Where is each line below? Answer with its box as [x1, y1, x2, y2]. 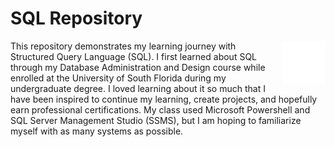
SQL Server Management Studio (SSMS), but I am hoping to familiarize [10, 114, 302, 126]
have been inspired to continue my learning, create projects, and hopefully [10, 93, 318, 105]
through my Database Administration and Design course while [10, 61, 266, 73]
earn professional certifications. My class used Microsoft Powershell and [10, 103, 311, 116]
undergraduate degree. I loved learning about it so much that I [10, 82, 266, 94]
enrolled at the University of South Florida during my [10, 72, 227, 84]
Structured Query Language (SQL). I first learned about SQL [10, 50, 258, 62]
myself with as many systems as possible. [10, 125, 184, 137]
